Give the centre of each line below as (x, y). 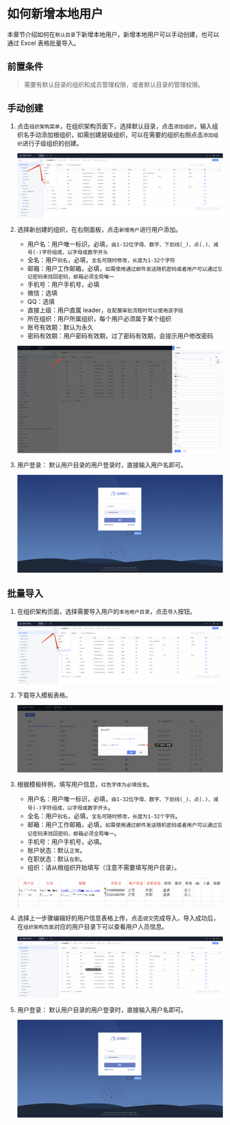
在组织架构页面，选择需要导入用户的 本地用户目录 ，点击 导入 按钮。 (106, 611)
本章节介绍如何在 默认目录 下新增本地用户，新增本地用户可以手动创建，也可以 (113, 34)
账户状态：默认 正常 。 (56, 850)
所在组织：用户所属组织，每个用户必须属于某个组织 (99, 318)
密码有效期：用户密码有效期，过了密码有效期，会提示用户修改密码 (120, 335)
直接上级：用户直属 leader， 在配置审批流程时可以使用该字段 (105, 310)
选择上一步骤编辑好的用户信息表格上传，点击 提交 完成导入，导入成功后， (118, 918)
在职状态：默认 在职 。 (56, 859)
